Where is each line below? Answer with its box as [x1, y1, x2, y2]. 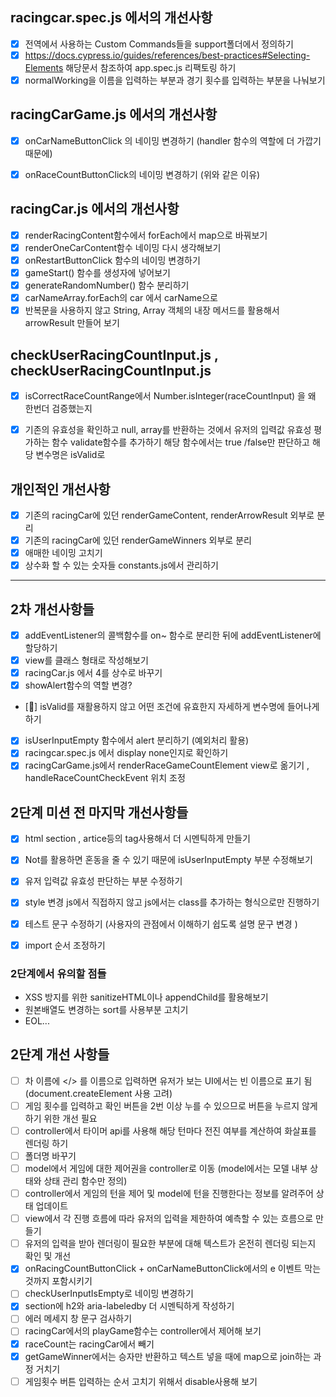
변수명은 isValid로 [35, 449, 106, 461]
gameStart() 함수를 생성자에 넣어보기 [24, 266, 171, 278]
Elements [24, 61, 64, 73]
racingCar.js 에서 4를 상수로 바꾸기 [24, 667, 163, 679]
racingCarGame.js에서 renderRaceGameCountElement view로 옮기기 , [24, 759, 310, 772]
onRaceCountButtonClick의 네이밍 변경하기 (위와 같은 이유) [24, 168, 261, 180]
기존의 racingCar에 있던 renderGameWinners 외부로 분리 [24, 534, 252, 546]
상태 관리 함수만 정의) [43, 1175, 128, 1187]
